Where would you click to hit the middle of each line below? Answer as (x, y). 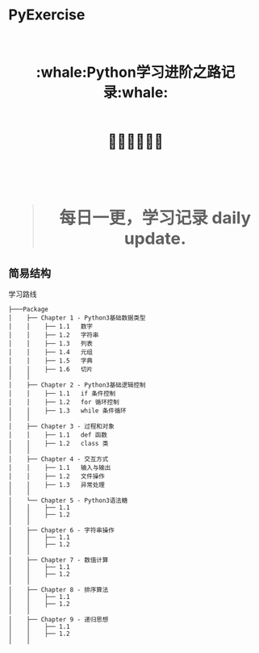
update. (155, 238)
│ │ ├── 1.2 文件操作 (56, 477)
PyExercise (47, 15)
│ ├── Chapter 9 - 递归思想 (58, 620)
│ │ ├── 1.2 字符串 (54, 335)
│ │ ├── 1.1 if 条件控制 (62, 394)
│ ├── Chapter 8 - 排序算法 (58, 590)
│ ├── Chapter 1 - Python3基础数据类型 (77, 318)
